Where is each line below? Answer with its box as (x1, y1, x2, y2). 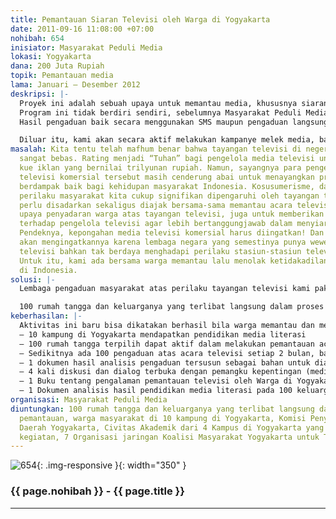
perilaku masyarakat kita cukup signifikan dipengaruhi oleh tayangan (19, 191, 320, 201)
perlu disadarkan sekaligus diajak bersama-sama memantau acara (19, 200, 293, 210)
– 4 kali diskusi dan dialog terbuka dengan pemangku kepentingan (19, 367, 302, 377)
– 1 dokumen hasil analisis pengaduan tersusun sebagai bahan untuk (19, 357, 311, 368)
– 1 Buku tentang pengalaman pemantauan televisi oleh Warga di (19, 376, 293, 386)
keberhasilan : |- (10, 311, 83, 321)
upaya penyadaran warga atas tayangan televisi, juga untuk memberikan (19, 209, 325, 220)
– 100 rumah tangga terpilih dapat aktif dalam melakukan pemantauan (19, 339, 315, 349)
